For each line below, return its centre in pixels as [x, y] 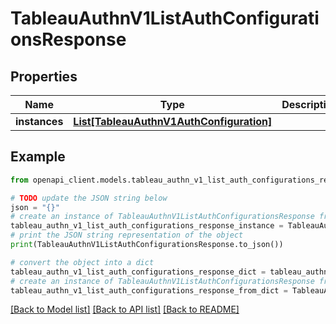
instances [39, 121]
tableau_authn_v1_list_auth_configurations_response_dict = [138, 272]
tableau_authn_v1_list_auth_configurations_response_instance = [147, 226]
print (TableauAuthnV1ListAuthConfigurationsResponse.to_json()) [147, 245]
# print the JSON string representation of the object [127, 235]
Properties [44, 76]
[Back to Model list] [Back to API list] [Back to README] [125, 309]
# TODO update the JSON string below [89, 198]
